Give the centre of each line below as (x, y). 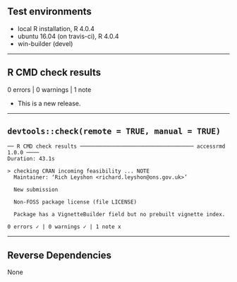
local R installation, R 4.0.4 (56, 28)
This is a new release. (49, 103)
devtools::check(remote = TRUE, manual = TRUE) (114, 131)
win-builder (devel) (45, 43)
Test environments (49, 12)
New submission (36, 190)
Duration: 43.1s (31, 159)
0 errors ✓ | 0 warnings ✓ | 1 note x (64, 227)
